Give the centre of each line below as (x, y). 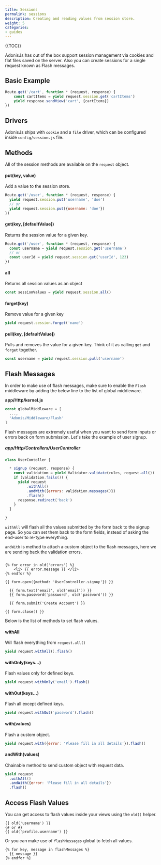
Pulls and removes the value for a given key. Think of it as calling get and (78, 345)
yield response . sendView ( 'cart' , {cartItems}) (61, 101)
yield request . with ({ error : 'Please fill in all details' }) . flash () (75, 743)
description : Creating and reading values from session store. (70, 18)
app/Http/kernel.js (24, 400)
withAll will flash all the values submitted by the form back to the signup (77, 527)
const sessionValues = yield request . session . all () (58, 292)
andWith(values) (22, 754)
